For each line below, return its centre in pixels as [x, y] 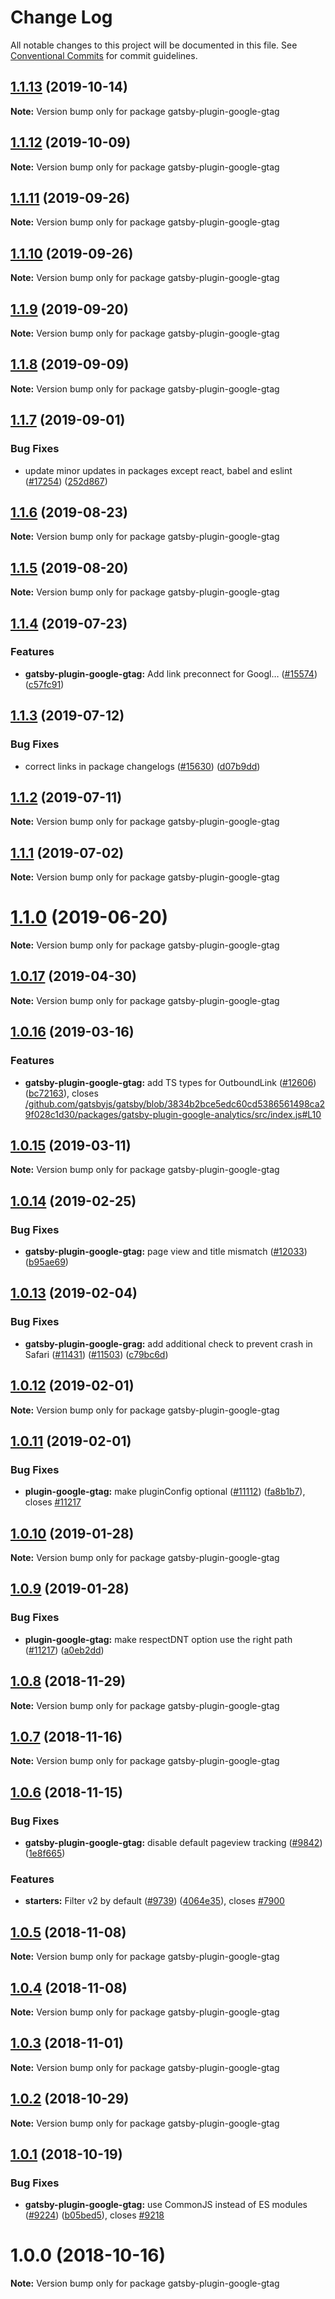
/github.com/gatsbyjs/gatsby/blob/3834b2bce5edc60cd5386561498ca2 [175, 1103]
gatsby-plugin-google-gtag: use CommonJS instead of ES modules [166, 2205]
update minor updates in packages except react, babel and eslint [158, 470]
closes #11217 [53, 1502]
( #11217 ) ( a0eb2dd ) [64, 1650]
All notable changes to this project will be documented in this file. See [154, 45]
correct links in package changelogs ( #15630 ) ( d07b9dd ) [142, 766]
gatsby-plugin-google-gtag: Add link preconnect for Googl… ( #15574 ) [171, 673]
